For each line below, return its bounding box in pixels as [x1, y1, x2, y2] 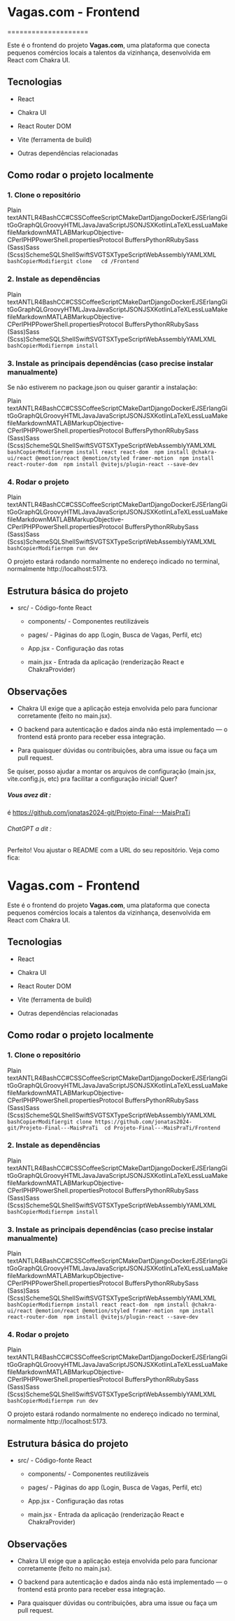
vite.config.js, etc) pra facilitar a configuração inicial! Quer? [7, 774, 178, 783]
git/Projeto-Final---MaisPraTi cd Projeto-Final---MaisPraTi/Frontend [7, 1124, 220, 1131]
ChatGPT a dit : [7, 824, 52, 833]
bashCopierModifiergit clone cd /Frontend [7, 258, 139, 265]
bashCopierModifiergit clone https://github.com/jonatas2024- [7, 1118, 192, 1125]
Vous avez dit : [7, 790, 51, 799]
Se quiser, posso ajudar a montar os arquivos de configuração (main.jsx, [7, 767, 216, 776]
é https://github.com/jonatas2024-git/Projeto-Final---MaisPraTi [7, 808, 191, 816]
